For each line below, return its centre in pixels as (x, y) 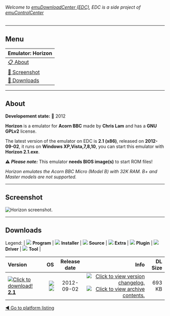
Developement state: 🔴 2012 (35, 116)
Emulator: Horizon (30, 53)
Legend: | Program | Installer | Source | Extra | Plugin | (79, 243)
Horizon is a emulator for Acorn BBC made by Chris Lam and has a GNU (81, 126)
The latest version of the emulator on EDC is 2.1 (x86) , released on (75, 141)
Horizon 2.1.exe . (23, 151)
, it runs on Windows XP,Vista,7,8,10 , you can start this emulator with (92, 146)
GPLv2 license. (21, 131)
